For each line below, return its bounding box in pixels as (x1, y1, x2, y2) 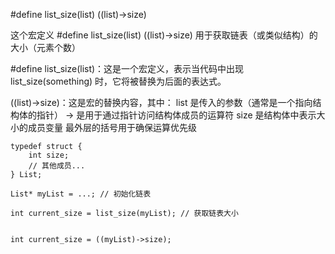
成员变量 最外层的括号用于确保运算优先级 (27, 122, 197, 133)
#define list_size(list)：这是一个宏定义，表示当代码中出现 (10, 63, 245, 74)
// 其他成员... (28, 161, 86, 171)
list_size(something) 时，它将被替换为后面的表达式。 (10, 75, 227, 87)
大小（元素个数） (10, 42, 81, 53)
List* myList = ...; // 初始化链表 (10, 189, 152, 199)
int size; (28, 150, 70, 160)
